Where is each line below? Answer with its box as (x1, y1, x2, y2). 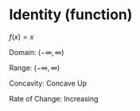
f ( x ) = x (9, 32, 34, 42)
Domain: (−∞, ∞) (9, 47, 64, 57)
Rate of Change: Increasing (9, 93, 99, 103)
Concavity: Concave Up (9, 78, 87, 88)
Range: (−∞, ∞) (9, 62, 60, 73)
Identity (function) (9, 6, 133, 24)
